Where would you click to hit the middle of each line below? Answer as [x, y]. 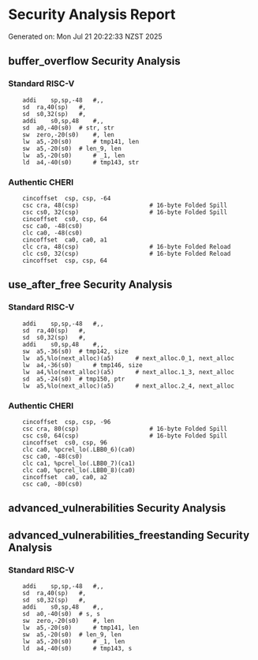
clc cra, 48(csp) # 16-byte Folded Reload [127, 246]
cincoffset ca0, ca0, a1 [65, 240]
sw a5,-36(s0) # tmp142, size [75, 351]
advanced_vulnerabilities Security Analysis [117, 508]
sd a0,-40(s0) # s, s [62, 613]
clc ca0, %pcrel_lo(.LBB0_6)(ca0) [79, 449]
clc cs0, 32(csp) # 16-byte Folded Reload [127, 253]
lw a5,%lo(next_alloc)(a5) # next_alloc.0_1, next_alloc [129, 358]
